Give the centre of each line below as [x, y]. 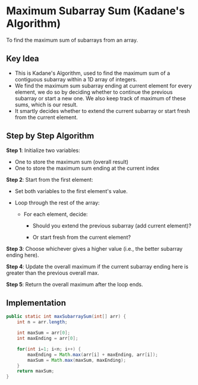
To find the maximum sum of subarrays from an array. [72, 40]
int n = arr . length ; [42, 322]
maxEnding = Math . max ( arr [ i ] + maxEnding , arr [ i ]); [93, 355]
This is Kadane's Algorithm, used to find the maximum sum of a [92, 73]
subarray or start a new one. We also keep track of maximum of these [100, 98]
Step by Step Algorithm [50, 136]
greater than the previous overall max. [53, 273]
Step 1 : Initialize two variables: [43, 150]
